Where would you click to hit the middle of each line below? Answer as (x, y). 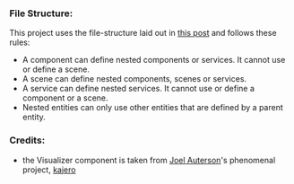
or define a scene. (56, 69)
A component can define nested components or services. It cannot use (154, 60)
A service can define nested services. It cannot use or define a (138, 89)
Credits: (27, 140)
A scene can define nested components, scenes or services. (134, 79)
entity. (34, 117)
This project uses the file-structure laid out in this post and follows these (143, 33)
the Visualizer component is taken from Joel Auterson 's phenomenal (149, 160)
